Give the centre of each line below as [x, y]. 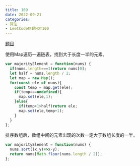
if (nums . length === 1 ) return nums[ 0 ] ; [48, 69]
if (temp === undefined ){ [38, 92]
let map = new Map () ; [32, 78]
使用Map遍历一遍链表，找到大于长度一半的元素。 [56, 54]
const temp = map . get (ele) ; [44, 87]
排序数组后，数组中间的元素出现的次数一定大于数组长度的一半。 [71, 135]
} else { [21, 101]
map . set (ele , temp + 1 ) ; [41, 111]
